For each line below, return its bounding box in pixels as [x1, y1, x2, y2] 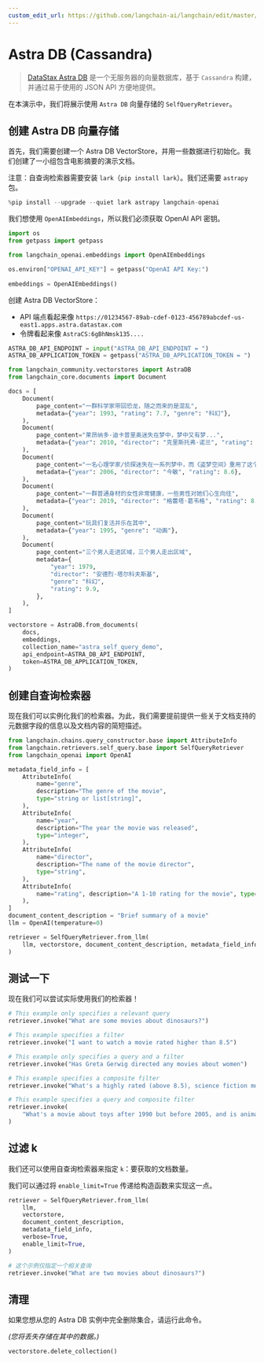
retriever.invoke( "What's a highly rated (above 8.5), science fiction [8, 1081, 247, 1090]
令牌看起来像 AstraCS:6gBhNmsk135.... [19, 328, 145, 338]
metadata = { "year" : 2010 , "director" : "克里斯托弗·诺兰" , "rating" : [36, 438, 254, 447]
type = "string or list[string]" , [36, 795, 143, 803]
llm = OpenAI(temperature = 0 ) [8, 919, 104, 927]
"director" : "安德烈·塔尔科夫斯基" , [49, 570, 159, 578]
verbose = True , [22, 1233, 68, 1241]
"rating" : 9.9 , [49, 585, 101, 593]
